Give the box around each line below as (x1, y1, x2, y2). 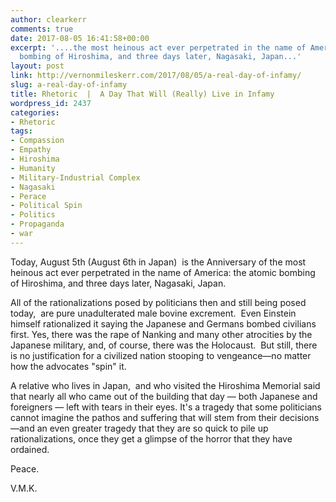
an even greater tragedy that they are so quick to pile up (36, 422, 269, 434)
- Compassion (10, 136, 65, 146)
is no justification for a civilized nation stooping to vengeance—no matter (10, 349, 312, 361)
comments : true (10, 24, 74, 34)
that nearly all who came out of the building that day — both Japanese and (10, 390, 318, 402)
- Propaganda (10, 219, 65, 230)
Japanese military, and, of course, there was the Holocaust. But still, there (10, 339, 318, 351)
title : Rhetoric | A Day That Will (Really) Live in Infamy (10, 89, 275, 99)
